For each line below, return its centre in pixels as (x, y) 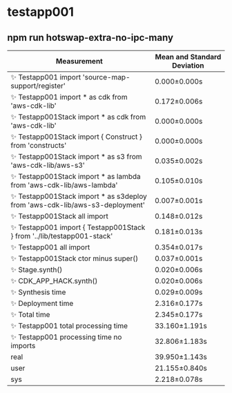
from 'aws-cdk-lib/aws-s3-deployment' (78, 205)
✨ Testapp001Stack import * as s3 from (77, 156)
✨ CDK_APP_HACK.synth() (54, 281)
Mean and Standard (188, 57)
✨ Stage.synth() (37, 270)
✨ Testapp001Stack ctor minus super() (75, 258)
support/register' (38, 86)
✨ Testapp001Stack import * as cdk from (78, 117)
